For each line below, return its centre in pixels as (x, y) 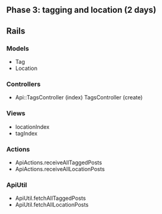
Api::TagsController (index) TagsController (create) (79, 97)
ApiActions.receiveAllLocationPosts (60, 169)
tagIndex (26, 133)
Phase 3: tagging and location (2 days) (81, 10)
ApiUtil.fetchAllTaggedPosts (50, 198)
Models (18, 48)
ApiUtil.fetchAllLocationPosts (52, 205)
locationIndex (32, 127)
